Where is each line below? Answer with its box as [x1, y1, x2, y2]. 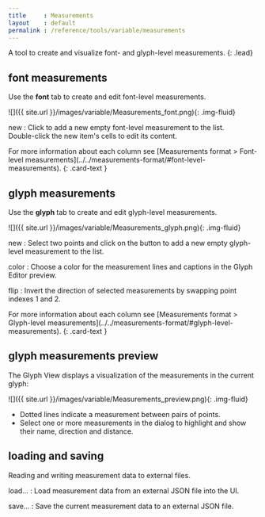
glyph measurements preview [8, 350, 159, 363]
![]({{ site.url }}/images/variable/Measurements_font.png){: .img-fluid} [8, 108, 236, 117]
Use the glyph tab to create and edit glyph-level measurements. [8, 208, 218, 216]
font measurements [8, 71, 108, 84]
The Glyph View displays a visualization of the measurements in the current [8, 370, 255, 380]
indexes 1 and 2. [8, 294, 61, 304]
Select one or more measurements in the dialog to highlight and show [19, 418, 247, 427]
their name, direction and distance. [19, 426, 134, 436]
